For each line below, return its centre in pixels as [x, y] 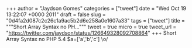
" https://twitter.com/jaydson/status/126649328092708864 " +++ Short [91, 33]
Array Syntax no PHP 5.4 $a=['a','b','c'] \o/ [57, 39]
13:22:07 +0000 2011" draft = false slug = [56, 14]
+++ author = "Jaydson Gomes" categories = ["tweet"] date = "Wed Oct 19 [96, 8]
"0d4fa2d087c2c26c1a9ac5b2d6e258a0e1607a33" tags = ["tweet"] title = [96, 21]
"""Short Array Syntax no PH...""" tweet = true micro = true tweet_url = [91, 27]
